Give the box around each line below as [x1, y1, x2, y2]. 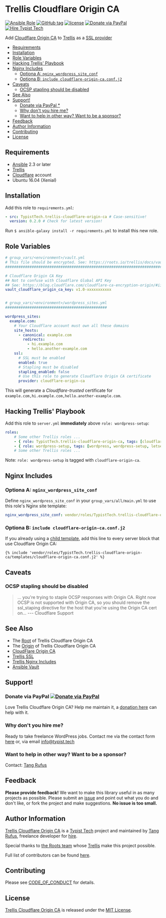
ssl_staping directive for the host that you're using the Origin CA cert [17, 604, 157, 610]
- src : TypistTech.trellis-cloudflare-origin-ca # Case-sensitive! [5, 214, 147, 219]
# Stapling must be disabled [18, 365, 79, 370]
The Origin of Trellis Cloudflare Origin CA [12, 643, 96, 648]
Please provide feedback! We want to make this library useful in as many [5, 789, 155, 796]
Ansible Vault [12, 664, 40, 670]
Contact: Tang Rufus [5, 762, 47, 768]
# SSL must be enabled [18, 355, 65, 360]
